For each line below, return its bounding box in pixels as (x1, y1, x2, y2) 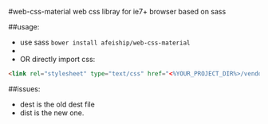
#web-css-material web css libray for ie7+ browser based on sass (8, 7, 227, 16)
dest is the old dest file (19, 99, 96, 109)
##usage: (8, 22, 40, 31)
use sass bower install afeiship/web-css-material (19, 37, 191, 47)
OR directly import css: (19, 55, 96, 64)
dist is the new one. (19, 107, 85, 118)
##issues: (8, 83, 41, 94)
